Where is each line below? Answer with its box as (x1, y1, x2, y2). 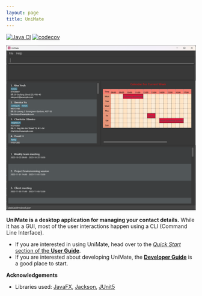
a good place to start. (14, 260, 69, 267)
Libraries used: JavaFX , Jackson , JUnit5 (14, 283, 115, 291)
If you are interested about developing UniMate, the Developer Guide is (14, 253, 192, 261)
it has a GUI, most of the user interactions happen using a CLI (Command (6, 223, 188, 230)
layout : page (6, 10, 39, 16)
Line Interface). (6, 229, 44, 236)
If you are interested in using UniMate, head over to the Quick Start (14, 241, 182, 248)
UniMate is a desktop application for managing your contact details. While (6, 217, 195, 224)
